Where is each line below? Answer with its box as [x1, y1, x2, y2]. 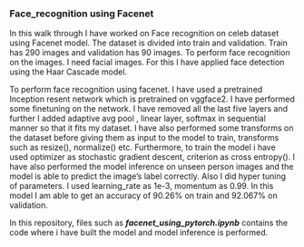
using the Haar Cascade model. [9, 66, 128, 77]
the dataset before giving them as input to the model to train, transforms [9, 133, 279, 143]
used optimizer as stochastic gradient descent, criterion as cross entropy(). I [9, 152, 296, 163]
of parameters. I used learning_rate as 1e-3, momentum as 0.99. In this [9, 181, 274, 192]
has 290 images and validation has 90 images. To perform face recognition [9, 47, 290, 58]
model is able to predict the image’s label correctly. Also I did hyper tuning [9, 171, 287, 182]
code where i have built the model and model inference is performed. [9, 227, 269, 238]
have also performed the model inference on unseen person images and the [9, 162, 294, 173]
